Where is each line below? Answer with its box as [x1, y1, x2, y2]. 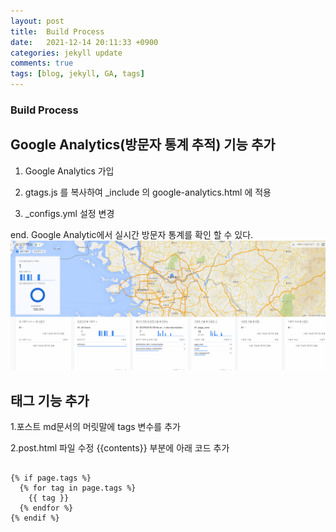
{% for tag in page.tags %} [19, 483, 137, 494]
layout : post [10, 16, 65, 26]
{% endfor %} [19, 503, 74, 514]
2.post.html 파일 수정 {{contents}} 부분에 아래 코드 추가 [10, 442, 230, 454]
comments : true [10, 58, 74, 69]
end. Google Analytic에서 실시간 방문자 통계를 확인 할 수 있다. [10, 228, 254, 240]
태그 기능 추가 [10, 392, 90, 409]
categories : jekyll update [10, 48, 123, 58]
